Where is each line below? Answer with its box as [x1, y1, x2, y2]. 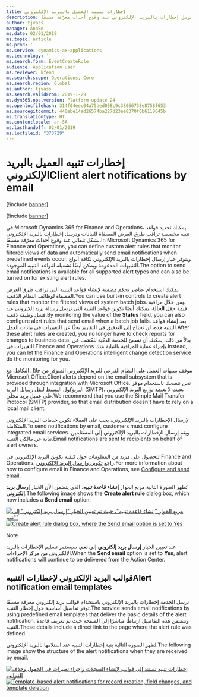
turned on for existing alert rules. [6, 274, 87, 281]
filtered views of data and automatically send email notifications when [6, 249, 177, 256]
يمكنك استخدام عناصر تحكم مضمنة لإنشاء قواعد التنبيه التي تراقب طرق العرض [6, 286, 179, 293]
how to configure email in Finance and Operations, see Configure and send [6, 465, 190, 472]
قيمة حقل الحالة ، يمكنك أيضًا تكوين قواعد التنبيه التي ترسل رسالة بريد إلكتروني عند [6, 304, 187, 312]
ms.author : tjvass [6, 86, 52, 92]
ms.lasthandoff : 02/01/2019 [6, 125, 76, 131]
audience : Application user [6, 64, 76, 70]
